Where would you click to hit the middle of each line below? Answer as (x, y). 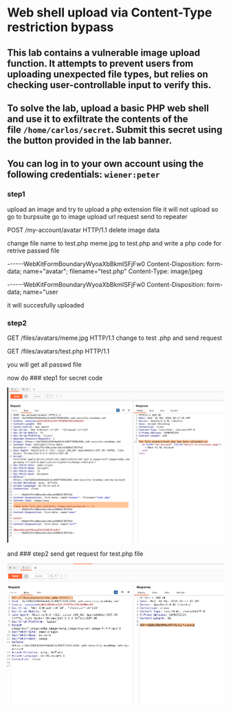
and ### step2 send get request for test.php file (75, 554)
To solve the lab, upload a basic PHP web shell (108, 108)
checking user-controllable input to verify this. (109, 85)
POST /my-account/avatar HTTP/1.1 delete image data (84, 230)
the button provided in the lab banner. (90, 140)
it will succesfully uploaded (46, 305)
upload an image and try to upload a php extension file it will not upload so (113, 209)
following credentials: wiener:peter (84, 174)
